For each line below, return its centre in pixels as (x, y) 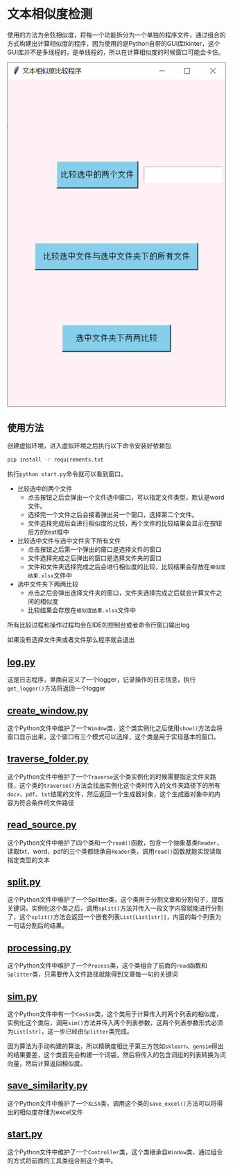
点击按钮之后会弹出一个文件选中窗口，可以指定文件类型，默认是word (126, 498)
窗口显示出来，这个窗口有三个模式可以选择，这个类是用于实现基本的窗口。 (113, 736)
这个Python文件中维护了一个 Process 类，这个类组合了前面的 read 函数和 (107, 966)
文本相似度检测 (50, 14)
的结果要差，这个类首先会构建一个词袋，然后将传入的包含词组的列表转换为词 (116, 1054)
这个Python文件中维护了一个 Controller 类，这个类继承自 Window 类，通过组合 (115, 1152)
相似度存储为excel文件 (51, 1112)
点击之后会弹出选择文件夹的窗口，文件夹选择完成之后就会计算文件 (122, 593)
